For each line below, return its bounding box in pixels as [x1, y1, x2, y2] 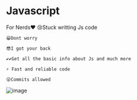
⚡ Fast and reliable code [6, 66, 70, 72]
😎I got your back [6, 46, 51, 51]
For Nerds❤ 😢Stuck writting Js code [6, 24, 98, 31]
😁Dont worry [6, 35, 37, 41]
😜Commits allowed [6, 76, 51, 82]
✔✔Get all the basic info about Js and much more [6, 56, 132, 62]
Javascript [6, 4, 60, 18]
